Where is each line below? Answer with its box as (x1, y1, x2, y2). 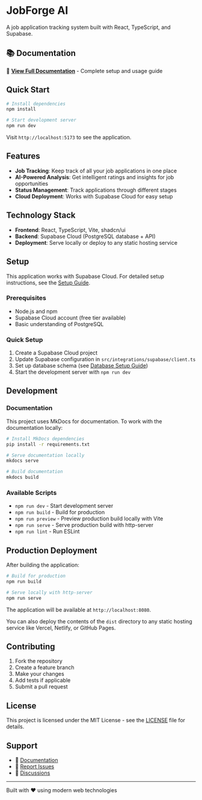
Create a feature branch (14, 664, 75, 671)
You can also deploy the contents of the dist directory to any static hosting (6, 617, 192, 625)
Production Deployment (6, 545, 97, 555)
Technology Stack (6, 210, 76, 221)
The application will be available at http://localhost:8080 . (6, 606, 151, 613)
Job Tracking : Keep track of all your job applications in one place (14, 167, 177, 174)
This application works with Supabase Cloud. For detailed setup (6, 272, 164, 280)
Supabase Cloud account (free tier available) (14, 314, 126, 321)
